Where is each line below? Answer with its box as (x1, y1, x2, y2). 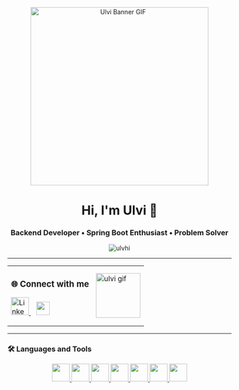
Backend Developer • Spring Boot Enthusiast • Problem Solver (10, 228, 229, 238)
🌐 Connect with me (11, 278, 90, 289)
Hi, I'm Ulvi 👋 (81, 202, 158, 219)
